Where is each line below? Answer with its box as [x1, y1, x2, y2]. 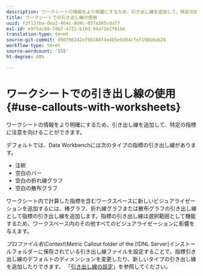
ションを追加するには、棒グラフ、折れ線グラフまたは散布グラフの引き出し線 [6, 205, 197, 212]
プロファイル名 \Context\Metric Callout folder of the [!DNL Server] [6, 240, 170, 248]
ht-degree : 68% [6, 54, 45, 60]
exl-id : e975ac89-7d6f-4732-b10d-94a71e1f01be [6, 25, 126, 32]
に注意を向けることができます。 [6, 128, 86, 136]
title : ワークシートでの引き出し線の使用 [6, 14, 98, 21]
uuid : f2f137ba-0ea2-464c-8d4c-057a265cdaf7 [6, 20, 120, 26]
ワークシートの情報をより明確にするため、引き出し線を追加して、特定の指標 [6, 121, 196, 128]
